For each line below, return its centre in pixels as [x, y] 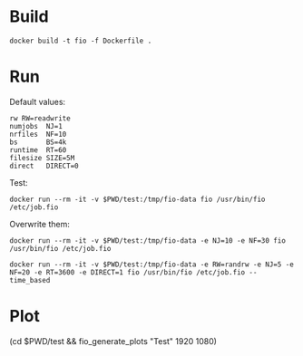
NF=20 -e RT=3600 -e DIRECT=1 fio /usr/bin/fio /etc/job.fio [127, 272]
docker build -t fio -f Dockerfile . [81, 41]
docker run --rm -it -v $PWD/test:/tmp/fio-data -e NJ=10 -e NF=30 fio [147, 241]
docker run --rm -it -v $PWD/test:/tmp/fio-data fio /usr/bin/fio [137, 199]
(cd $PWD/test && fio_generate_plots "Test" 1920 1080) [113, 341]
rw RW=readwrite [40, 118]
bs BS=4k [38, 142]
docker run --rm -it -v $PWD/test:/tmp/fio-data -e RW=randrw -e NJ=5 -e [152, 265]
